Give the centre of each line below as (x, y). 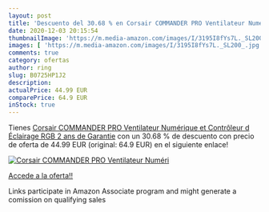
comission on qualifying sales (57, 200)
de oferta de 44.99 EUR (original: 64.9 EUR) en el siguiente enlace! (118, 145)
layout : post (30, 16)
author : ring (30, 68)
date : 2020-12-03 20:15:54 (53, 30)
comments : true (34, 53)
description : (30, 82)
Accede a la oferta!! (41, 176)
